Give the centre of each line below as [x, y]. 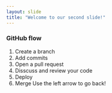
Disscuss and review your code [54, 70]
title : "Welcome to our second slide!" [56, 17]
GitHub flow [24, 38]
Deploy [24, 77]
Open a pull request [39, 64]
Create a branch [35, 51]
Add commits [31, 58]
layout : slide [24, 12]
